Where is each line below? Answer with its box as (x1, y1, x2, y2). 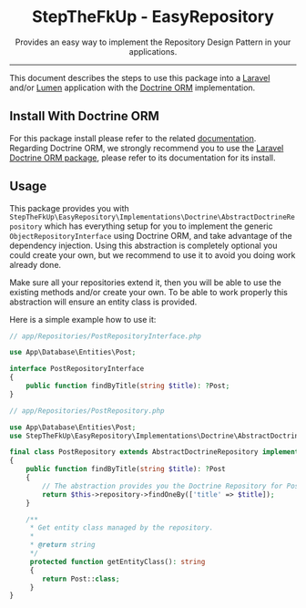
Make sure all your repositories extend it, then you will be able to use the (9, 276, 282, 288)
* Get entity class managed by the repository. (29, 523, 214, 532)
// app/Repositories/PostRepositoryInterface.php (9, 331, 202, 341)
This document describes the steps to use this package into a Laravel (9, 72, 270, 83)
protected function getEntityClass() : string (29, 557, 206, 566)
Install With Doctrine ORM (9, 108, 159, 124)
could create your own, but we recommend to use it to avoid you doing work (9, 249, 296, 261)
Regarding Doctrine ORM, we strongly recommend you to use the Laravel (9, 142, 284, 153)
